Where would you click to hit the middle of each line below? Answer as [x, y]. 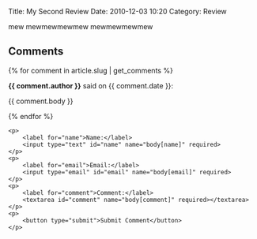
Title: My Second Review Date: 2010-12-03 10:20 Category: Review [117, 11]
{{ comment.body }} [41, 101]
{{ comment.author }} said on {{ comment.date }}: [91, 85]
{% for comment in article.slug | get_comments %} [91, 70]
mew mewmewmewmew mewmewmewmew [81, 26]
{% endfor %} [31, 116]
